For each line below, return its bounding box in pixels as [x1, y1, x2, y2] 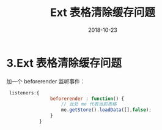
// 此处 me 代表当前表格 [61, 101, 117, 107]
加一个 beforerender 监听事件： [6, 77, 86, 85]
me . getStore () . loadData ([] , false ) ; [61, 107, 152, 113]
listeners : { [9, 90, 40, 96]
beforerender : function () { [50, 96, 124, 102]
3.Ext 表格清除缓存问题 [6, 56, 122, 70]
